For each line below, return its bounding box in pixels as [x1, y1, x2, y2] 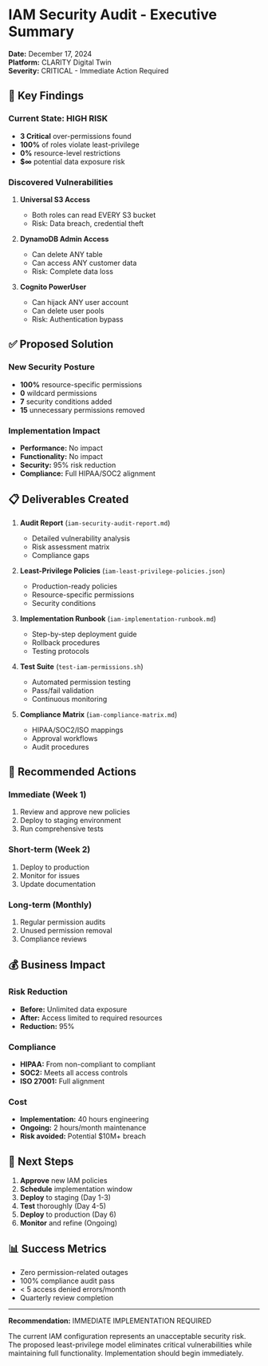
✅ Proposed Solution [8, 338, 114, 351]
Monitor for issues [19, 870, 80, 880]
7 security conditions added [19, 397, 112, 406]
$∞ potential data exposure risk [19, 156, 125, 166]
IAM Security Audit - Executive [8, 6, 218, 24]
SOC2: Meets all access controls [19, 1067, 128, 1077]
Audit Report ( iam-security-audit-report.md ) [19, 517, 171, 528]
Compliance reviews [19, 934, 88, 944]
